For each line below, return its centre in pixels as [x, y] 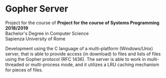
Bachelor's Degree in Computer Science [47, 33]
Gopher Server [37, 9]
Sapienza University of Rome [35, 39]
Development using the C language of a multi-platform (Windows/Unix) [79, 48]
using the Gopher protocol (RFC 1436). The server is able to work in [76, 59]
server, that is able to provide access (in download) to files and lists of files [83, 54]
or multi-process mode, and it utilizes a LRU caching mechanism [92, 64]
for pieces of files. [24, 70]
